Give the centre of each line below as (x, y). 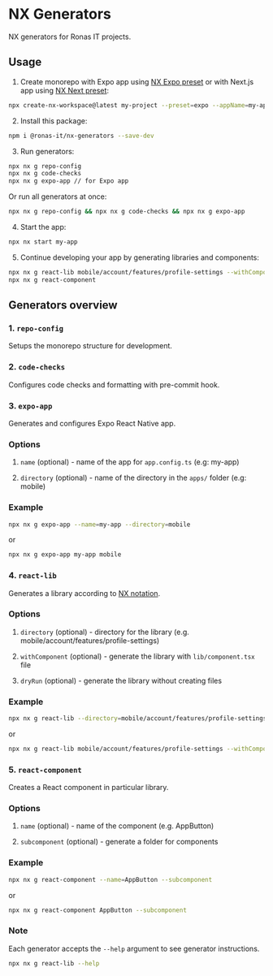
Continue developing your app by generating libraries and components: (140, 257)
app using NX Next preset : (65, 90)
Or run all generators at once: (58, 196)
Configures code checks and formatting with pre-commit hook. (114, 384)
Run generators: (47, 151)
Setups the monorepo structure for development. (91, 346)
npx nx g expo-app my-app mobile (65, 555)
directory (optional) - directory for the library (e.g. (104, 632)
